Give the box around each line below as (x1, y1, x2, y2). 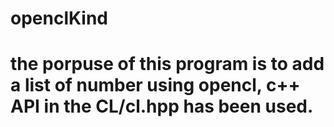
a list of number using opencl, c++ (10, 74, 301, 97)
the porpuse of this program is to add (10, 53, 325, 76)
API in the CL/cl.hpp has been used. (10, 95, 314, 118)
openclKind (10, 7, 109, 30)
